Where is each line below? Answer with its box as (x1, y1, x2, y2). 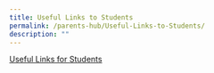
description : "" (9, 29, 70, 38)
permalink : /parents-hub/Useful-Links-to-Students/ (9, 21, 205, 30)
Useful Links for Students (9, 54, 103, 65)
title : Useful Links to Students (9, 12, 134, 22)
